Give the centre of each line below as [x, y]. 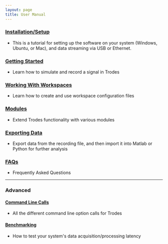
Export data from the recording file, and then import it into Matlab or [82, 143]
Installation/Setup [27, 32]
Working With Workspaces [39, 85]
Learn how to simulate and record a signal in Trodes [66, 72]
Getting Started [24, 61]
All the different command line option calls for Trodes [67, 213]
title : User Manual [25, 14]
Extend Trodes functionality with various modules [63, 119]
